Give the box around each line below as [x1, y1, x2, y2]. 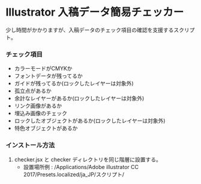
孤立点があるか [14, 87, 52, 94]
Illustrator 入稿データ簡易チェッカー [5, 5, 184, 19]
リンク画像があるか [14, 102, 62, 109]
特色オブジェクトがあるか [14, 125, 78, 132]
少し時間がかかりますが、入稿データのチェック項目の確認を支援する [5, 26, 174, 33]
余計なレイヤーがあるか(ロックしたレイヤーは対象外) [14, 95, 145, 102]
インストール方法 [5, 141, 55, 149]
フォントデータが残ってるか [14, 72, 83, 79]
